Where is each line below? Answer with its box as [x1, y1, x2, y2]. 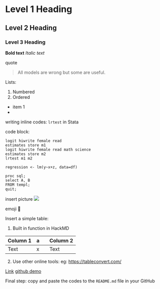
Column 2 [49, 237, 73, 244]
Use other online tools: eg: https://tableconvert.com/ [12, 258, 122, 264]
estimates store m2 [5, 152, 46, 157]
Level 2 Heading [5, 24, 57, 32]
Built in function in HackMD [12, 225, 69, 231]
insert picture [5, 196, 33, 202]
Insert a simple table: [5, 215, 49, 221]
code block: [5, 128, 30, 134]
